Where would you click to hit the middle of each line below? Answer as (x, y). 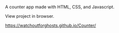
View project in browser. (30, 16)
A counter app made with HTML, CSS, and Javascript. (60, 7)
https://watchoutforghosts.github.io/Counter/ (51, 25)
